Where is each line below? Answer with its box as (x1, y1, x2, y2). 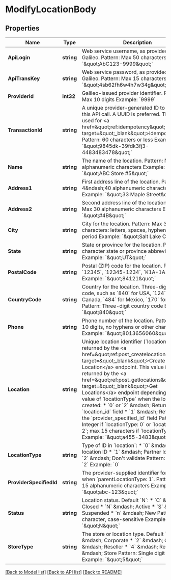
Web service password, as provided (81, 69, 168, 75)
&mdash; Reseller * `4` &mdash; (81, 543, 158, 550)
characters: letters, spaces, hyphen (81, 227, 166, 233)
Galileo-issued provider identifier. (81, 90, 163, 96)
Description (123, 39, 152, 46)
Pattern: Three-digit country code (81, 302, 163, 309)
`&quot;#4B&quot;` (81, 212, 126, 219)
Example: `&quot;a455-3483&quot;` (81, 434, 169, 440)
